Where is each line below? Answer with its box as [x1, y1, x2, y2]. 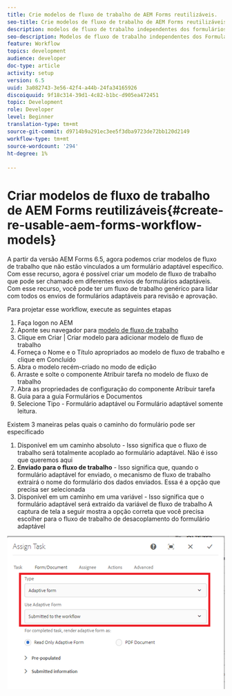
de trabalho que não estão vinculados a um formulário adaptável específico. [7, 262, 224, 271]
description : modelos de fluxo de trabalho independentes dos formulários [7, 26, 227, 33]
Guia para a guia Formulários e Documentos [17, 392, 143, 401]
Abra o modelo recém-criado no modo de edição [17, 363, 157, 371]
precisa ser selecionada [17, 485, 86, 494]
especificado [7, 428, 45, 436]
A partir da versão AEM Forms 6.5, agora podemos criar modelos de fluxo [7, 255, 217, 263]
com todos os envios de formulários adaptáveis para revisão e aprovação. [7, 292, 218, 301]
